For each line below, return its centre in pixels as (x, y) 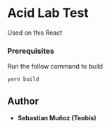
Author (23, 101)
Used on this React (35, 33)
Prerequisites (31, 51)
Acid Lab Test (48, 13)
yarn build (23, 79)
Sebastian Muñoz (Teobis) (57, 118)
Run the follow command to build (55, 66)
